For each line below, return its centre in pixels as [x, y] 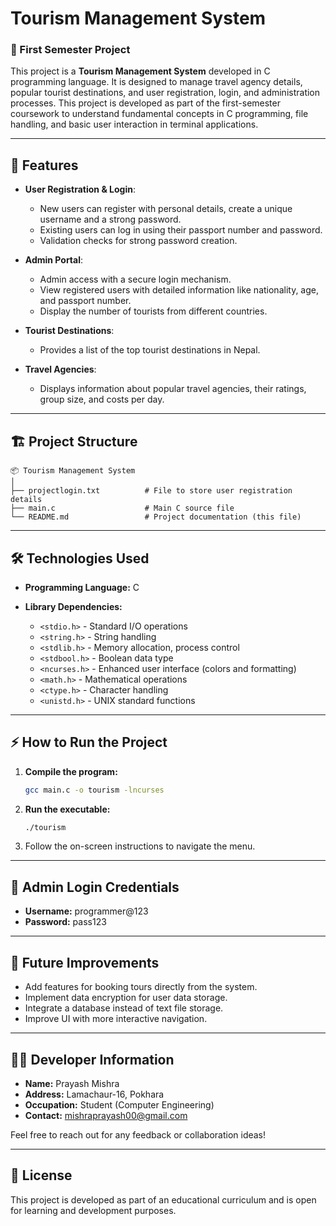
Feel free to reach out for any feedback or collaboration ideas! [138, 1134]
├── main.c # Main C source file [122, 508]
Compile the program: [71, 771]
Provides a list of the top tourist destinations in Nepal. [150, 350]
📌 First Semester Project [70, 50]
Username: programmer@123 [86, 911]
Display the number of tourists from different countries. [153, 311]
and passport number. [85, 301]
